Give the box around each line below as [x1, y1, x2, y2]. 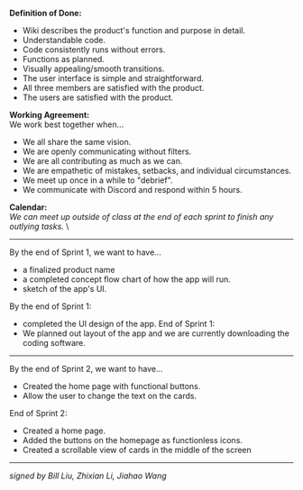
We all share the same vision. [22, 137, 132, 147]
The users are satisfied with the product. [22, 92, 174, 103]
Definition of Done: [9, 8, 82, 18]
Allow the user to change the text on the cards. [22, 391, 197, 401]
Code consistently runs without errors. [22, 44, 166, 55]
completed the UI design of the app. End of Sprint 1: [22, 319, 216, 329]
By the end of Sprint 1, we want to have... [9, 247, 162, 258]
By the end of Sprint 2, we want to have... [9, 364, 164, 374]
